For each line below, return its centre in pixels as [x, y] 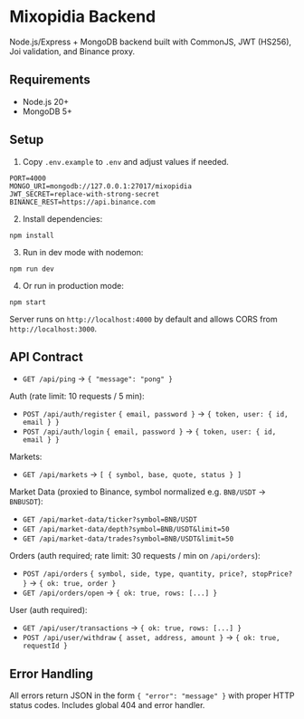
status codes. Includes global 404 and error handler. [107, 705]
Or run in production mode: [73, 285]
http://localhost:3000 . [53, 329]
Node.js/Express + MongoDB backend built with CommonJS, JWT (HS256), [151, 42]
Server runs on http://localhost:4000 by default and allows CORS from [143, 319]
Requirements [50, 80]
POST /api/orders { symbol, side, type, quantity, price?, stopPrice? [157, 574]
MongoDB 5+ [47, 111]
